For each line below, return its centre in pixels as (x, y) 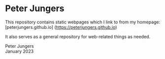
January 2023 (19, 51)
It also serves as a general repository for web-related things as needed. (78, 37)
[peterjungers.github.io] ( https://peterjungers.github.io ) (61, 27)
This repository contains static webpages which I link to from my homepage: (83, 22)
